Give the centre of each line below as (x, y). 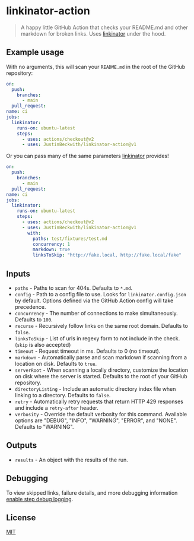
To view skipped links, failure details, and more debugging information (92, 493)
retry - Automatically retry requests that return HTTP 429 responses (99, 401)
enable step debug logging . (40, 499)
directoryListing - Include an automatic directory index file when (95, 389)
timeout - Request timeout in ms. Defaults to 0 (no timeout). (88, 351)
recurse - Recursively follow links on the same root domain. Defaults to (101, 325)
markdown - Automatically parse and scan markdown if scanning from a (101, 357)
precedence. (30, 306)
